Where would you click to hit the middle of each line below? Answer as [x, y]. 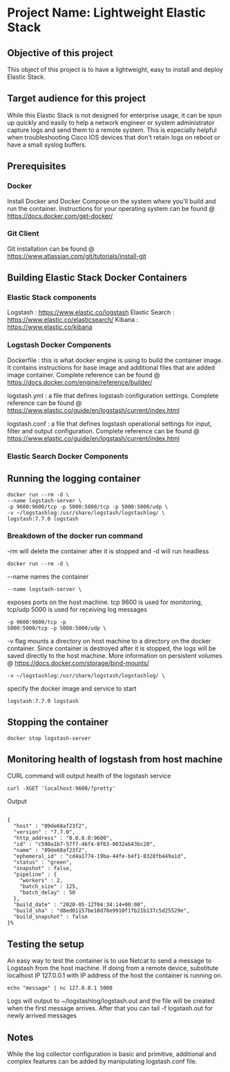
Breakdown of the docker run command [75, 536]
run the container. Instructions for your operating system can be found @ [111, 208]
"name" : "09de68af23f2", [51, 850]
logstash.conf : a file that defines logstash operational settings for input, [109, 424]
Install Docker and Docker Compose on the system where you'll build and [112, 201]
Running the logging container [74, 479]
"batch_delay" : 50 [48, 893]
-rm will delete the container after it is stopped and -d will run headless [108, 551]
